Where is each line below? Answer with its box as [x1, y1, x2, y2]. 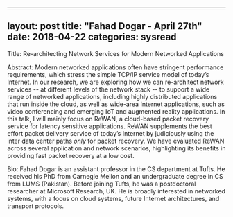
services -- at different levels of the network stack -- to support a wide [7, 85, 210, 94]
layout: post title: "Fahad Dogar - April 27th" [7, 20, 202, 32]
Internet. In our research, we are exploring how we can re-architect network [7, 78, 224, 86]
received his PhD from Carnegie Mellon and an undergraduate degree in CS [7, 172, 223, 180]
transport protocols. [7, 202, 64, 210]
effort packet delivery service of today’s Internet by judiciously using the [7, 129, 214, 137]
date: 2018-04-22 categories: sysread [7, 31, 177, 43]
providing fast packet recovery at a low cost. [7, 151, 135, 159]
